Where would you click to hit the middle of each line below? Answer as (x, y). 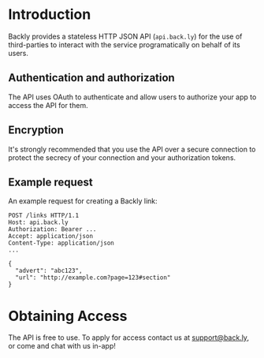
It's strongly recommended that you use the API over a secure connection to (132, 149)
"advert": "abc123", (49, 271)
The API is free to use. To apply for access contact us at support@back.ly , (129, 337)
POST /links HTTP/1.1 (44, 216)
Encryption (36, 131)
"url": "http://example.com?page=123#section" (93, 278)
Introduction (50, 15)
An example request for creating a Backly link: (83, 201)
